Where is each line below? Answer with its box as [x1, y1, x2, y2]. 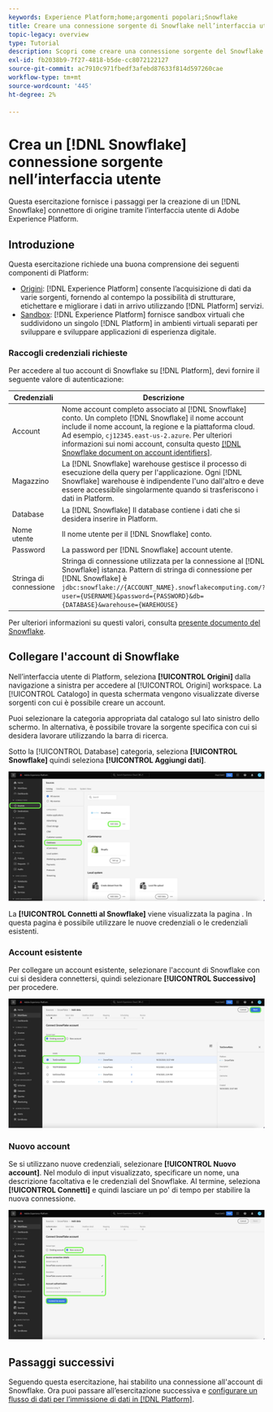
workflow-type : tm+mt [8, 73, 82, 81]
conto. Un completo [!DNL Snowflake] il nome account [62, 413, 244, 423]
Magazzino [11, 477, 50, 486]
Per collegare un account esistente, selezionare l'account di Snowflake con [8, 966, 260, 974]
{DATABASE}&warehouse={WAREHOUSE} [62, 601, 179, 609]
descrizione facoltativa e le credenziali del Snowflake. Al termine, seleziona [8, 1177, 261, 1186]
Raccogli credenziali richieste [8, 347, 128, 358]
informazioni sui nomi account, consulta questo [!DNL [62, 439, 241, 449]
